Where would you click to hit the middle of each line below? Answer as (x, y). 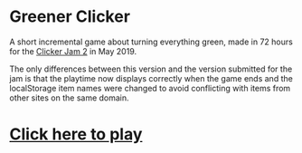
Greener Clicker (70, 17)
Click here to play (76, 134)
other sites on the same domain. (69, 98)
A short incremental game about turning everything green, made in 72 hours (151, 42)
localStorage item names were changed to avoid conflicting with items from (150, 88)
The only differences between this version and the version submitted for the (151, 69)
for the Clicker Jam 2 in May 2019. (73, 51)
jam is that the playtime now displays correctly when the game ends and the (151, 78)
